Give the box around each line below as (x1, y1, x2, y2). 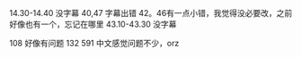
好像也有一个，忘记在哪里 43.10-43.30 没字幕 (9, 19, 177, 29)
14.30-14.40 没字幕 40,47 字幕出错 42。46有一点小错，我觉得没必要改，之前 (9, 8, 293, 18)
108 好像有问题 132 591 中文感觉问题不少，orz (9, 38, 180, 48)
